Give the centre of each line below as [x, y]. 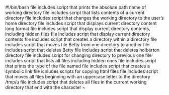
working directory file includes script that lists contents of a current [75, 13]
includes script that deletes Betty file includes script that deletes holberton [82, 50]
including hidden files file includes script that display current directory [78, 34]
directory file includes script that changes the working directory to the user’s [84, 18]
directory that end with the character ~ [45, 87]
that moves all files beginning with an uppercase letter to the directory [78, 77]
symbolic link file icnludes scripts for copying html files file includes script [82, 71]
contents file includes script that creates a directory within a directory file [81, 39]
